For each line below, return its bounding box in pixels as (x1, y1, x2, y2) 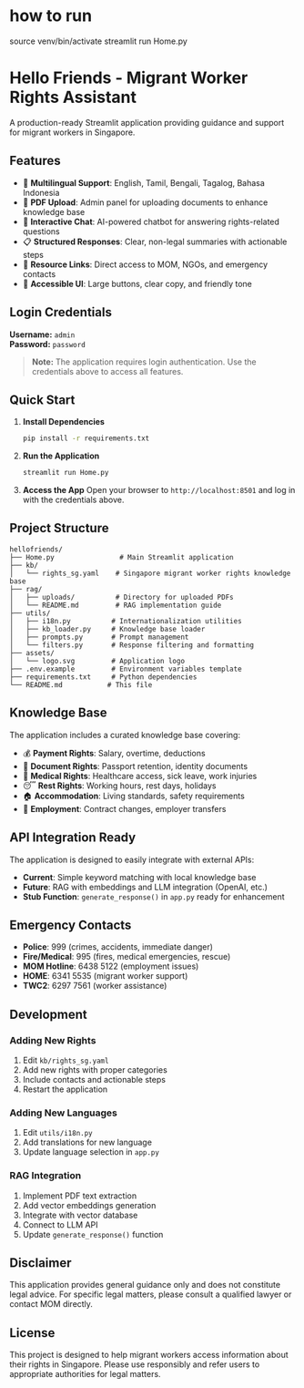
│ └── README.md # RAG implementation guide (9, 601, 222, 610)
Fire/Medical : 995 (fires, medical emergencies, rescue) (22, 951, 231, 962)
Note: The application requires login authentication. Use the (31, 356, 257, 367)
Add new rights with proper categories (22, 1064, 168, 1075)
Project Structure (9, 520, 109, 536)
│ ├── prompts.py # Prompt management (9, 632, 189, 642)
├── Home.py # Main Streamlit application (9, 552, 234, 561)
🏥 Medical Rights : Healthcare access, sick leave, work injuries (22, 770, 258, 781)
